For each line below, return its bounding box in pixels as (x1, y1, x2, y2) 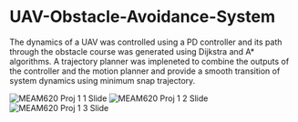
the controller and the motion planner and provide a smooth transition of (9, 66, 281, 76)
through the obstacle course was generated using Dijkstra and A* (9, 46, 255, 56)
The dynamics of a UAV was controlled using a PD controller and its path (9, 36, 283, 47)
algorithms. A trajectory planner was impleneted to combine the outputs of (9, 56, 290, 66)
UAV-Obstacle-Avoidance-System (9, 6, 276, 27)
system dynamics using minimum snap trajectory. (9, 75, 196, 86)
